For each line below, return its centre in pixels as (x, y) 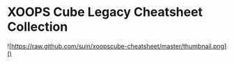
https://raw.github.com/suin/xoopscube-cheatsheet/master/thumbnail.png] (119, 46)
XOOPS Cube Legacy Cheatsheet (105, 12)
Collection (38, 27)
